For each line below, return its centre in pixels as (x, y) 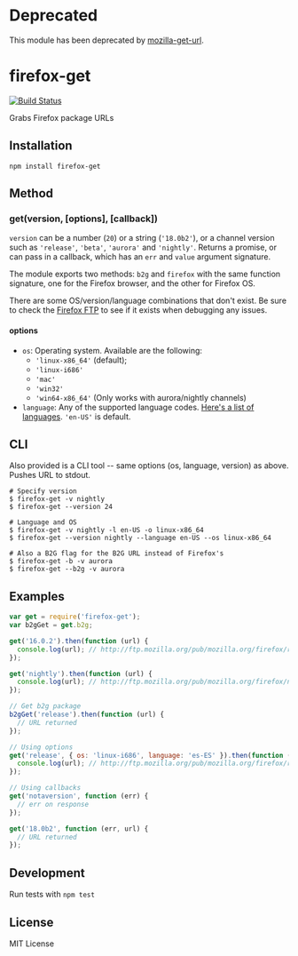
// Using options (41, 747)
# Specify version (43, 491)
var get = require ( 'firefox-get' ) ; (75, 617)
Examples (37, 596)
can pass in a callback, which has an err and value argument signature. (140, 257)
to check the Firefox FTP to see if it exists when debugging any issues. (138, 310)
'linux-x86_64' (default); (81, 360)
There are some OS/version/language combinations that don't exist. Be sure (148, 301)
